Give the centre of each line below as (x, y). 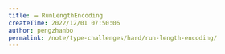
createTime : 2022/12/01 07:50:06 (64, 23)
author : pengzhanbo (41, 30)
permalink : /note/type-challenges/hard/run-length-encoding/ (113, 38)
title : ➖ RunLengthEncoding (55, 15)
